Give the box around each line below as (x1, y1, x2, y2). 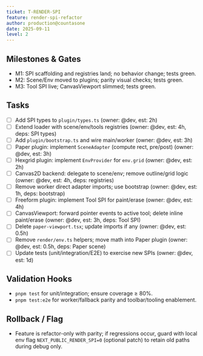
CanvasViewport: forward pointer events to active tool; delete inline (15, 209, 184, 217)
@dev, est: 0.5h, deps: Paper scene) (15, 243, 106, 250)
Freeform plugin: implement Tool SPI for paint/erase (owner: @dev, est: (15, 196, 193, 203)
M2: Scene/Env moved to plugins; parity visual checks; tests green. (15, 76, 184, 84)
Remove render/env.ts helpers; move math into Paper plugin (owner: (15, 236, 188, 243)
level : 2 (6, 31, 28, 38)
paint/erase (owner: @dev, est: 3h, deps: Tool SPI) (15, 216, 141, 224)
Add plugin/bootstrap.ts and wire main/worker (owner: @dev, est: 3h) (15, 136, 193, 143)
